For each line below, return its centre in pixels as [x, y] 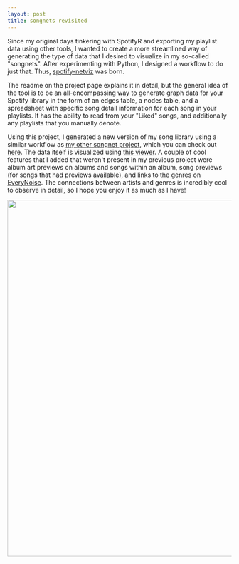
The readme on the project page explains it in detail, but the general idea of [118, 85]
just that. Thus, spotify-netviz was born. [66, 71]
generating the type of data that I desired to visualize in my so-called [108, 56]
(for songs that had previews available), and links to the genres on [104, 175]
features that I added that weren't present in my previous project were [110, 159]
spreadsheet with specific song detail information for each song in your [112, 108]
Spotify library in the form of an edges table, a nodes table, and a [103, 100]
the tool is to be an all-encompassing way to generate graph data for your [116, 93]
